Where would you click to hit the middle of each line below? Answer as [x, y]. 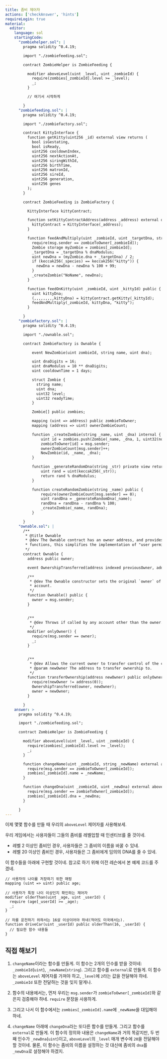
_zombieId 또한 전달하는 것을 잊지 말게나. [52, 982]
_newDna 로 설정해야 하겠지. [38, 1052]
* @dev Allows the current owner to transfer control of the [94, 663]
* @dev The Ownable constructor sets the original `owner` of [95, 581]
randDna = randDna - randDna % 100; [79, 503]
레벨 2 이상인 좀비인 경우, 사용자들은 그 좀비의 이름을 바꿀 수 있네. [76, 846]
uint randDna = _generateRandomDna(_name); [86, 499]
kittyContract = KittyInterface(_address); [77, 225]
